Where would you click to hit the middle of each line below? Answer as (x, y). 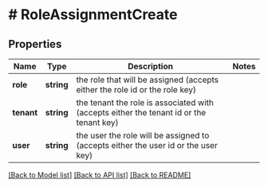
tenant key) (97, 123)
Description (150, 66)
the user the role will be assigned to (143, 135)
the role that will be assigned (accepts (148, 80)
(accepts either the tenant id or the (141, 113)
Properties (35, 44)
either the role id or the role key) (136, 90)
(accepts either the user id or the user (147, 145)
